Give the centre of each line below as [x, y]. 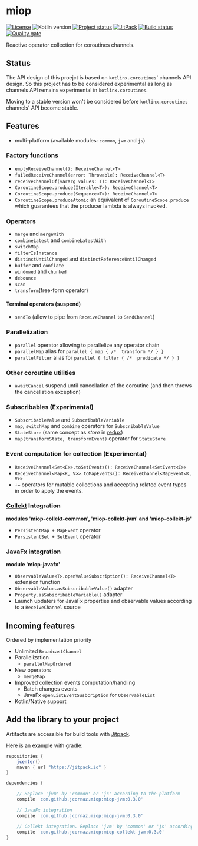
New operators [33, 670]
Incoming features [41, 626]
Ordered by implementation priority [49, 639]
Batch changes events [50, 689]
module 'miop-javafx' [33, 565]
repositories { [25, 756]
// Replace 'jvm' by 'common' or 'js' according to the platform [99, 794]
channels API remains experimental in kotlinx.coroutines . [77, 90]
